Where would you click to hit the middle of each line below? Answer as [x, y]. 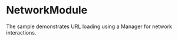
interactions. [21, 32]
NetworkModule [47, 10]
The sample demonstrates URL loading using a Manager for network [89, 26]
